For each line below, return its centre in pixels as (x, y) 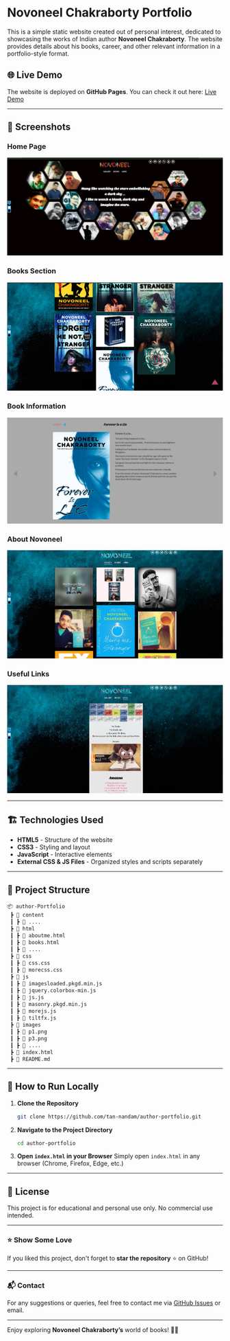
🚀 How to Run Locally (53, 1087)
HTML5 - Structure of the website (65, 840)
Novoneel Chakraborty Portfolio (100, 13)
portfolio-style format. (38, 54)
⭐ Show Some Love (40, 1240)
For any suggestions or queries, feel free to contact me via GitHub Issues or (114, 1303)
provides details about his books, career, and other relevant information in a (114, 46)
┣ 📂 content (27, 915)
